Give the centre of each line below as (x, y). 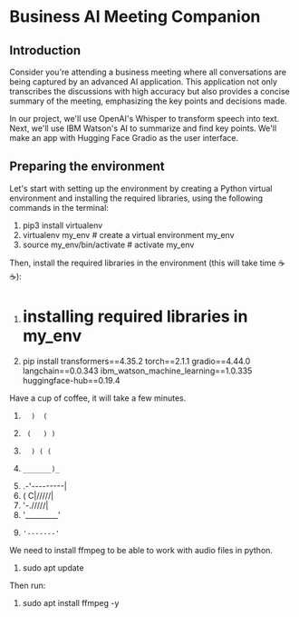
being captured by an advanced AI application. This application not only (144, 82)
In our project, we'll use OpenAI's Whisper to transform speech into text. (145, 119)
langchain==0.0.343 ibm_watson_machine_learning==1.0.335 (137, 371)
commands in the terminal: (59, 207)
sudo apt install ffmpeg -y (71, 602)
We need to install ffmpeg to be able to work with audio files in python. (141, 550)
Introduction (45, 50)
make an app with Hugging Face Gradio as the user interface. (124, 138)
